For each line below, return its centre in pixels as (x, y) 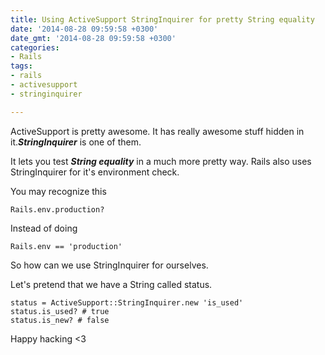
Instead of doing (44, 228)
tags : (21, 66)
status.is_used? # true (60, 311)
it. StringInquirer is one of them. (76, 142)
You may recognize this (58, 191)
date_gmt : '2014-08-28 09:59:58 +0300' (93, 38)
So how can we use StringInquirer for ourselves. (109, 265)
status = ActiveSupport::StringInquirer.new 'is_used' (127, 302)
